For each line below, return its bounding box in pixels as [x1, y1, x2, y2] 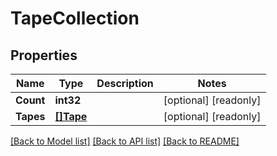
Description [96, 77, 154, 90]
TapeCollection [10, 7, 140, 30]
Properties [10, 47, 78, 64]
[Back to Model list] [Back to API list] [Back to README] [10, 135, 240, 147]
